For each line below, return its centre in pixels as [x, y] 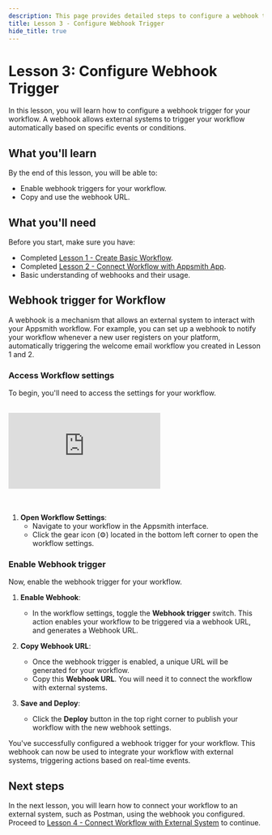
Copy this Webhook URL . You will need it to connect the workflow [142, 679]
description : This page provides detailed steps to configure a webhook [134, 16]
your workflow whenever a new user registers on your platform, [115, 337]
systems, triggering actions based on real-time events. [100, 760]
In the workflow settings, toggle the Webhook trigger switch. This [142, 613]
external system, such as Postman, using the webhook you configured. [127, 814]
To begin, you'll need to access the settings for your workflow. [113, 393]
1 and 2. [21, 354]
